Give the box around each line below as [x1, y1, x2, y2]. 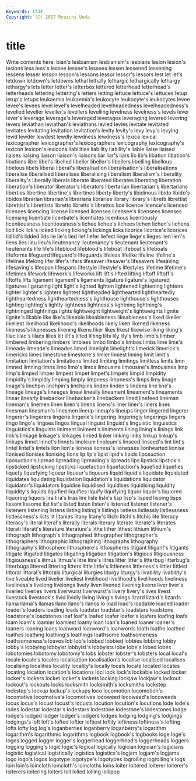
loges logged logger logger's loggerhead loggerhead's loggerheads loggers [6, 737, 190, 744]
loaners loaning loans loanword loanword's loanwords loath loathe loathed [6, 625, 185, 632]
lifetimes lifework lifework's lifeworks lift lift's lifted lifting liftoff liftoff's [6, 270, 174, 277]
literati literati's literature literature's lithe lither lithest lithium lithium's [6, 526, 171, 533]
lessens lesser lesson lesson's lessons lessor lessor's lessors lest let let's [6, 71, 183, 78]
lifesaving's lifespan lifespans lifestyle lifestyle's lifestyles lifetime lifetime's [6, 264, 187, 271]
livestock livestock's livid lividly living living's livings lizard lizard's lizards [6, 594, 181, 601]
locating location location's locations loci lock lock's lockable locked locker [6, 669, 187, 676]
